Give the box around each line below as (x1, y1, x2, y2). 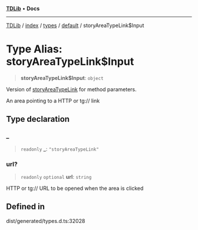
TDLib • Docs (6, 5, 40, 12)
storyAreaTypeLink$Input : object (20, 74, 104, 81)
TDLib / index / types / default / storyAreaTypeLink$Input (6, 22, 144, 29)
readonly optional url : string (20, 173, 92, 180)
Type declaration (6, 114, 70, 124)
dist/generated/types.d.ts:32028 (6, 217, 85, 224)
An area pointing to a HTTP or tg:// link (6, 97, 100, 104)
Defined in (6, 202, 45, 212)
